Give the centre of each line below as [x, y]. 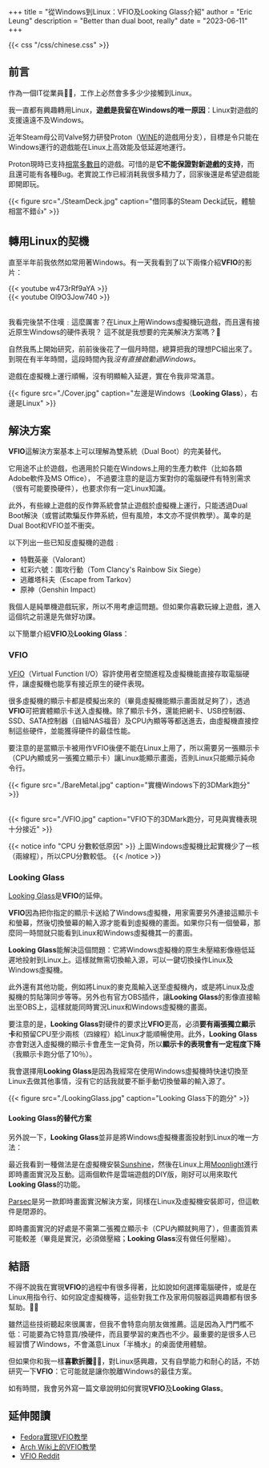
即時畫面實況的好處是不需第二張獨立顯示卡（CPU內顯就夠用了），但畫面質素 [133, 1228]
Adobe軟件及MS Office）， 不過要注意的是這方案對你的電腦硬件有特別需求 [129, 479]
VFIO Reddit [40, 1456]
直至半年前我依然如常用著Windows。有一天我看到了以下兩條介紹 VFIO [123, 262]
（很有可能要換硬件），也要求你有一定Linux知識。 [89, 488]
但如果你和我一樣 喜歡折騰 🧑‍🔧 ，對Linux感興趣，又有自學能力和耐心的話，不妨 [134, 1361]
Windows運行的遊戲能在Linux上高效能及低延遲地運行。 [99, 147]
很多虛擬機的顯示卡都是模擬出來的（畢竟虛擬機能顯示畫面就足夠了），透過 [129, 701]
